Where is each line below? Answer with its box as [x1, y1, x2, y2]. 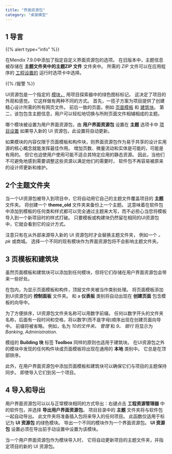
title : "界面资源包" [5, 7, 45, 13]
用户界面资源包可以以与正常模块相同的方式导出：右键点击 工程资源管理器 [5, 400, 159, 406]
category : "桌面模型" [5, 12, 49, 17]
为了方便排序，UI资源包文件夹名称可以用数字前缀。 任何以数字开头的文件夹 [5, 310, 164, 316]
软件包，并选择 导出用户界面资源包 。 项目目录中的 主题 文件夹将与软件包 [9, 406, 163, 413]
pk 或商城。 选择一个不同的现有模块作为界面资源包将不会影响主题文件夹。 [5, 239, 161, 245]
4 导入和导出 [5, 386, 46, 395]
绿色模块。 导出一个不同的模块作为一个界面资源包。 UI [40, 419, 155, 425]
